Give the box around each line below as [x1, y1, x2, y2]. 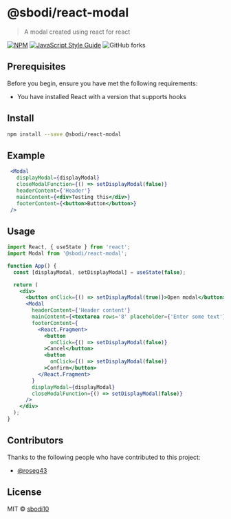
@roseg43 [16, 466, 47, 474]
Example [7, 149, 45, 161]
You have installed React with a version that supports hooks [16, 92, 187, 100]
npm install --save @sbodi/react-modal [7, 131, 122, 138]
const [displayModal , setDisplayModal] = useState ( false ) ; [13, 268, 186, 276]
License [7, 487, 42, 498]
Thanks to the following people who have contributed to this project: [7, 453, 201, 461]
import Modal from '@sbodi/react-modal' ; [7, 250, 128, 257]
